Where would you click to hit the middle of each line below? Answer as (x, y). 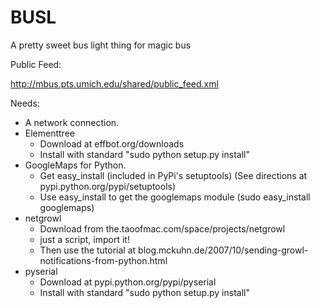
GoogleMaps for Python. (75, 165)
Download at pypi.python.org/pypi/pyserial (128, 282)
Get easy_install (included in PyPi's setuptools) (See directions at (173, 175)
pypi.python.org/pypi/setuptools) (108, 186)
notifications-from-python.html (103, 260)
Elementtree (49, 133)
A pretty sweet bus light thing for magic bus (101, 45)
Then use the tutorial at (88, 250)
